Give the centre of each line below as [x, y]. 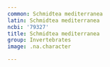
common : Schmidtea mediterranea [55, 14]
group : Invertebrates [39, 40]
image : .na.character [39, 47]
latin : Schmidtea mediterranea [54, 20]
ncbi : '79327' [28, 27]
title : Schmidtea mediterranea [54, 33]
